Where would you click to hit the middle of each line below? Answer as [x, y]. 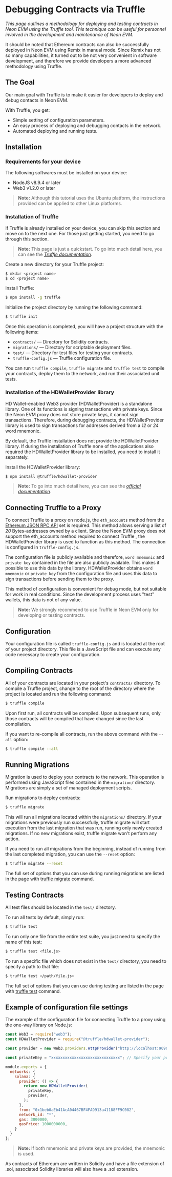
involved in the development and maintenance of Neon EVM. [70, 34]
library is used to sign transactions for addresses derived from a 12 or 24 [82, 425]
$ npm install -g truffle [33, 298]
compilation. [18, 724]
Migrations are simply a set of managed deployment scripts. [69, 788]
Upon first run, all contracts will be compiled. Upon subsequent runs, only [83, 713]
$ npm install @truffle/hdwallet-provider [51, 476]
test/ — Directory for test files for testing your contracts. [73, 353]
